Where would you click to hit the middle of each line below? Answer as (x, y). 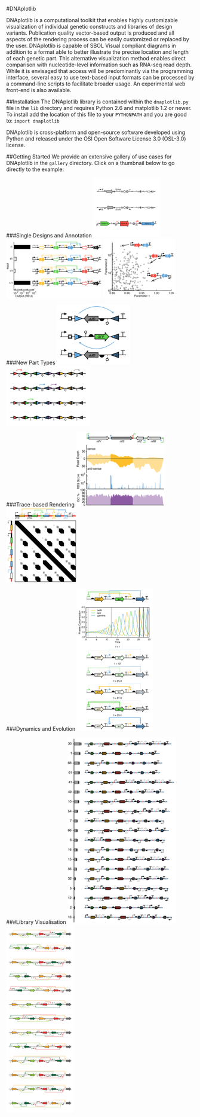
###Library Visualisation (36, 922)
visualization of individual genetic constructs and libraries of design (89, 27)
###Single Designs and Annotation (49, 235)
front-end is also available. (39, 90)
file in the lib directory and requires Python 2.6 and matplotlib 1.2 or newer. (99, 108)
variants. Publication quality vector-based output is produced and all (90, 33)
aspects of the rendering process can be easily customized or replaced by (98, 39)
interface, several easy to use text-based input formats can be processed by (100, 77)
